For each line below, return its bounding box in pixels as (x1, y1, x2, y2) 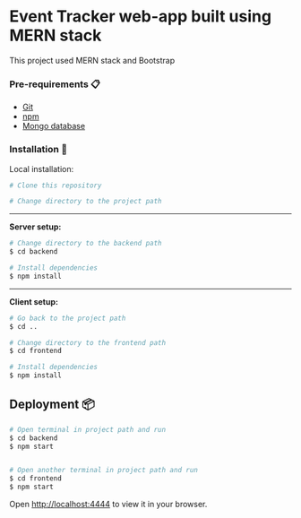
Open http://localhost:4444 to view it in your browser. (9, 499, 208, 510)
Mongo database (21, 121, 86, 132)
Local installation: (9, 163, 74, 174)
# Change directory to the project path (9, 197, 163, 206)
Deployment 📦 (9, 397, 96, 412)
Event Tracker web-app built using (9, 6, 271, 27)
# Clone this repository (9, 181, 102, 190)
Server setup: (9, 221, 62, 232)
